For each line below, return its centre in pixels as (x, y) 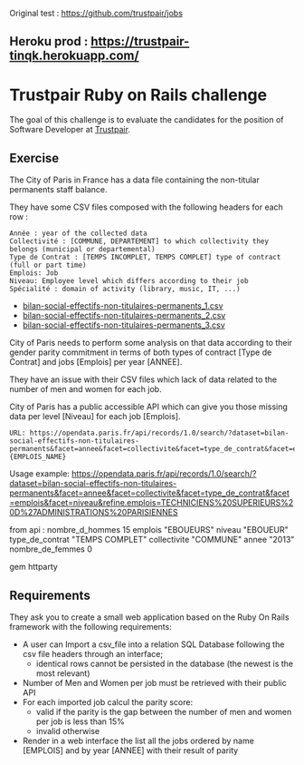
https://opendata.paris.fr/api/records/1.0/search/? (164, 474)
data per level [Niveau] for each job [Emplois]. (95, 417)
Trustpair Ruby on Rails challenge (138, 95)
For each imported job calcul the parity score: (107, 701)
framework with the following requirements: (90, 626)
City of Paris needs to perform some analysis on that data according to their (151, 343)
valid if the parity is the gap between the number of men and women (164, 711)
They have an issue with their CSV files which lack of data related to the (143, 379)
